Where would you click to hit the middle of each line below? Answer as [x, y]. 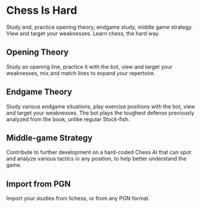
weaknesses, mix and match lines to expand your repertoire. [81, 73]
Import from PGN [38, 184]
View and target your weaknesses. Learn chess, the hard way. [83, 33]
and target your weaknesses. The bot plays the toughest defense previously [100, 113]
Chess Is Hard [42, 10]
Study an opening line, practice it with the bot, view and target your [89, 67]
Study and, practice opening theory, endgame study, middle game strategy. [100, 27]
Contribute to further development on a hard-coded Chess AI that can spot [99, 152]
